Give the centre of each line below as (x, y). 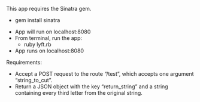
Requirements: (24, 62)
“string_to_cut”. (34, 80)
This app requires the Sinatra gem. (49, 9)
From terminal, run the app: (49, 38)
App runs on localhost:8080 (49, 51)
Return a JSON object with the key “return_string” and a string (92, 86)
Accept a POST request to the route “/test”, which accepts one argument (104, 74)
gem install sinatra (37, 20)
